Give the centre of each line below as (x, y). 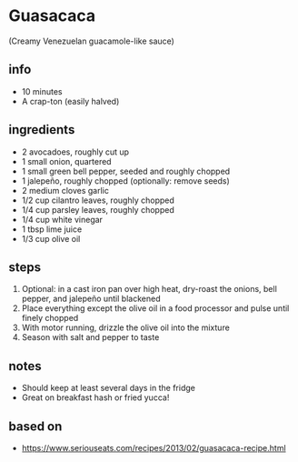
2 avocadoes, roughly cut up (75, 152)
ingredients (42, 130)
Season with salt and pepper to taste (90, 337)
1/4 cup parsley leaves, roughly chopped (98, 209)
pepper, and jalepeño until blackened (91, 299)
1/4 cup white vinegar (62, 219)
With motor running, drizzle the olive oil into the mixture (126, 327)
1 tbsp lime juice (52, 229)
